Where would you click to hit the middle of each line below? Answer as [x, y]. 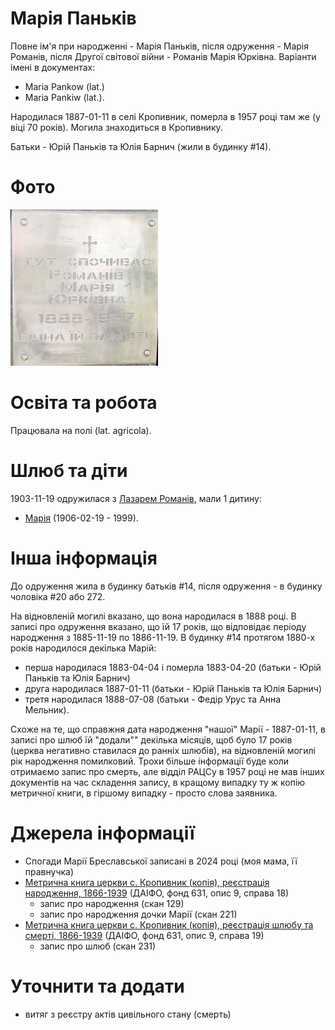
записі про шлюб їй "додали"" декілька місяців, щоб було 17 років [151, 739]
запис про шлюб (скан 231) [98, 946]
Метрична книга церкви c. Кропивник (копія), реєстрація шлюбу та [169, 924]
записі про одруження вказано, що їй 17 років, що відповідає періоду [158, 626]
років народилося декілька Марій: [83, 648]
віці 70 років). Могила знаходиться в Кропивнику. [116, 127]
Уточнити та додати [97, 986]
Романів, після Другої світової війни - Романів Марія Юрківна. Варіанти [163, 56]
